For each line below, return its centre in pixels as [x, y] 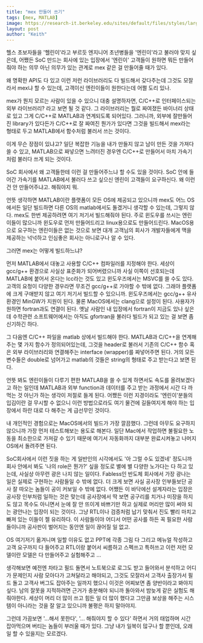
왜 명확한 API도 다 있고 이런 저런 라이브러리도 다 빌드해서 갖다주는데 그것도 [94, 81]
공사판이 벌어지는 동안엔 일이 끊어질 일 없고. [79, 527]
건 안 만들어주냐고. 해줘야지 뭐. [43, 187]
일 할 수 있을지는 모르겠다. [37, 634]
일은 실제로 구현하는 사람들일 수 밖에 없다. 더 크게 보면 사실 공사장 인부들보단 [96, 481]
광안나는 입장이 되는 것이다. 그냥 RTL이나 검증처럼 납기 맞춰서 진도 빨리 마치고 [104, 512]
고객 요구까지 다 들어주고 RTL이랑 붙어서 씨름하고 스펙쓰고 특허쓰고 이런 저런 [97, 547]
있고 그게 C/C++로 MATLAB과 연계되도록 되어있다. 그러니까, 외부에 [92, 116]
